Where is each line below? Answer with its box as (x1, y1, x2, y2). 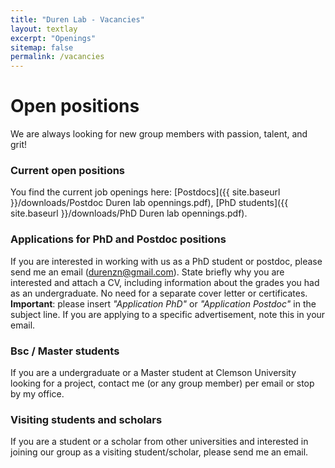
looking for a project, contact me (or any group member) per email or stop (10, 377, 315, 389)
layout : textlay (10, 24, 78, 34)
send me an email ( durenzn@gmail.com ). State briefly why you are (10, 266, 285, 278)
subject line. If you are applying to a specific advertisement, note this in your (10, 308, 326, 320)
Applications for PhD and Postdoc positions (10, 232, 227, 246)
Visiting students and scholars (10, 412, 163, 426)
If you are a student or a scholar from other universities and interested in (10, 436, 309, 448)
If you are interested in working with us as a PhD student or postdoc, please (10, 255, 323, 267)
